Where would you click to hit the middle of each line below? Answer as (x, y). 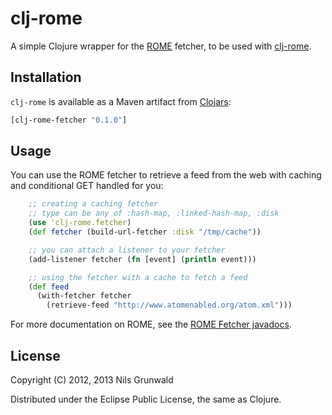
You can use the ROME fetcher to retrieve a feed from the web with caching (166, 175)
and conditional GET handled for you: (87, 186)
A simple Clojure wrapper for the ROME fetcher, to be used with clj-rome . (161, 46)
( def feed (49, 287)
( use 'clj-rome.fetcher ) (80, 223)
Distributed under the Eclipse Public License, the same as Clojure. (146, 399)
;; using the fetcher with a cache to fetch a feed (138, 277)
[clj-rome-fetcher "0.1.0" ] (69, 120)
